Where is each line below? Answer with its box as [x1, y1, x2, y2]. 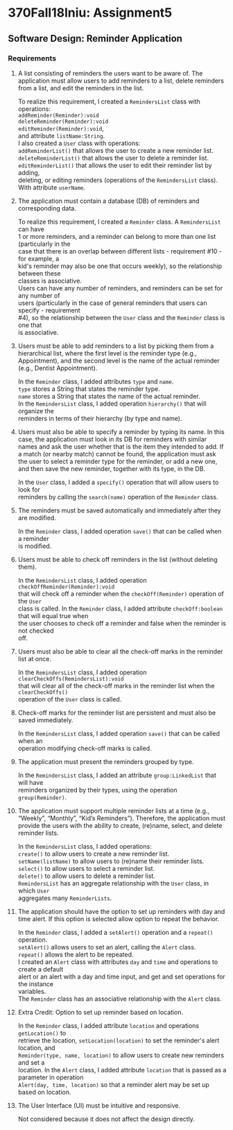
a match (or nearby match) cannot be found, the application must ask [17, 449, 216, 458]
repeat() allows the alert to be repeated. [17, 950, 134, 958]
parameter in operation [17, 1073, 84, 1081]
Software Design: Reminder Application [8, 33, 183, 44]
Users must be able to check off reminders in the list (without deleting [17, 555, 218, 563]
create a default [17, 965, 64, 973]
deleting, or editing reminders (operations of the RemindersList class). [17, 176, 218, 184]
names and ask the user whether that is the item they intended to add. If [17, 442, 224, 451]
